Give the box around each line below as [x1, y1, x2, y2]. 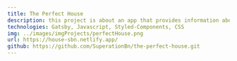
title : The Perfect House [7, 10, 83, 18]
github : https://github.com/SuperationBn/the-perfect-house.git [7, 43, 200, 50]
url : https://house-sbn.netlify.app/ [7, 36, 119, 43]
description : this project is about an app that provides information [7, 17, 219, 24]
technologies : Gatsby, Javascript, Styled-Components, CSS [7, 23, 185, 30]
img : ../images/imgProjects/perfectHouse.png [7, 29, 143, 37]
